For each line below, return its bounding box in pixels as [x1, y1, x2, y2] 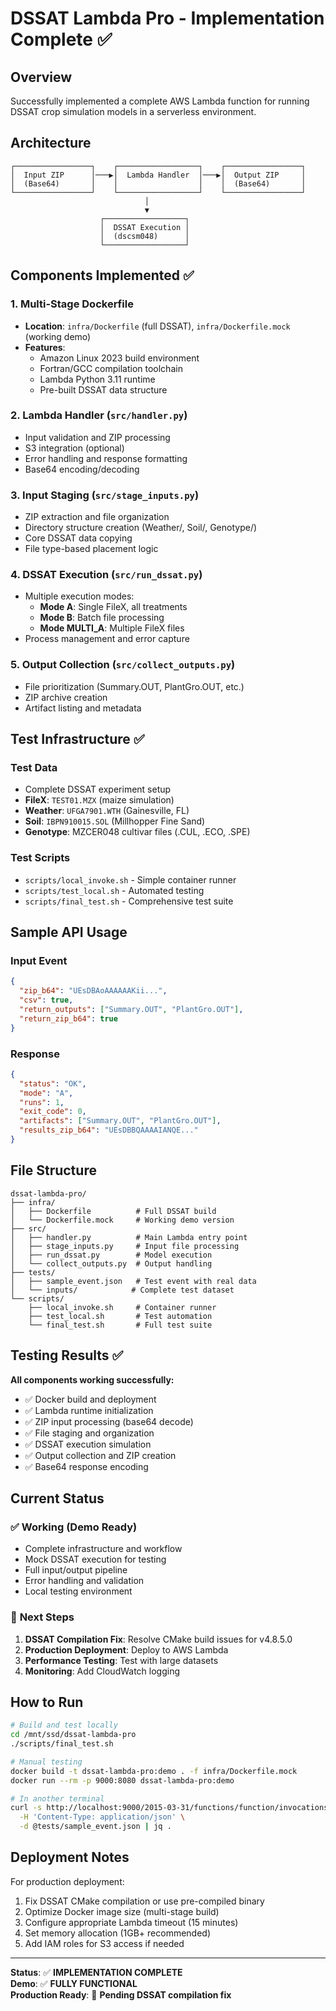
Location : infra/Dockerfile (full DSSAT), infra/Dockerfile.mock [24, 320, 291, 332]
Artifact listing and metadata [24, 702, 142, 714]
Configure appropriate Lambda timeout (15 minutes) [24, 1916, 239, 1928]
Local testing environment [24, 1585, 133, 1597]
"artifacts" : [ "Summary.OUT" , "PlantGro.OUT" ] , [19, 1116, 222, 1126]
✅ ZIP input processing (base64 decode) [24, 1415, 194, 1427]
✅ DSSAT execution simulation [24, 1438, 152, 1450]
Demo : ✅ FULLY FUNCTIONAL [10, 1977, 138, 1989]
